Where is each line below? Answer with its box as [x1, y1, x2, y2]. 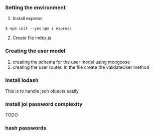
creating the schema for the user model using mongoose [12, 59, 130, 65]
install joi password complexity [5, 100, 83, 107]
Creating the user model [5, 47, 66, 54]
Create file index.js [12, 35, 52, 41]
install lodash [5, 77, 39, 84]
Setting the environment [5, 4, 66, 11]
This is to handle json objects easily [5, 88, 79, 94]
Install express [12, 16, 43, 22]
